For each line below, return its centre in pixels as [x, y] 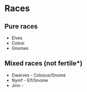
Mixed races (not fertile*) [43, 63]
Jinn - [17, 85]
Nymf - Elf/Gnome [30, 80]
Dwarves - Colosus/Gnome [39, 75]
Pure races [21, 26]
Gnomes [20, 48]
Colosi [18, 43]
